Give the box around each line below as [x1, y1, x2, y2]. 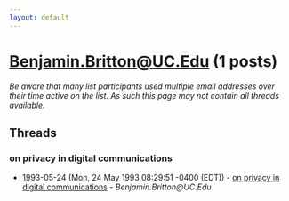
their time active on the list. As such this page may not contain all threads [9, 90, 280, 100]
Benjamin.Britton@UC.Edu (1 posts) [9, 51, 278, 71]
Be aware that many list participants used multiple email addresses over [9, 81, 276, 92]
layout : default [9, 12, 69, 22]
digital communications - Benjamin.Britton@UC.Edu [21, 181, 212, 192]
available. [9, 100, 46, 110]
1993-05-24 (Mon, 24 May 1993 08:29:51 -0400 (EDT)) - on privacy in [21, 173, 280, 183]
